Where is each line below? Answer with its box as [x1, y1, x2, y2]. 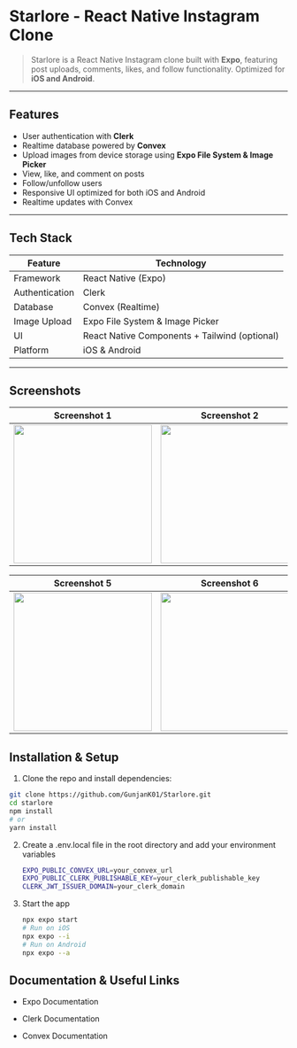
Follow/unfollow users [21, 177, 103, 188]
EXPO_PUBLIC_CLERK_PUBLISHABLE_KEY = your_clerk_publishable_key [21, 874, 261, 883]
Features [9, 107, 59, 122]
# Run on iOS [21, 924, 71, 933]
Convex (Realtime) [82, 300, 161, 313]
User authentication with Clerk [21, 130, 134, 141]
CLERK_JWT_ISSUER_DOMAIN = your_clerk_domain [21, 882, 186, 891]
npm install [9, 806, 53, 816]
